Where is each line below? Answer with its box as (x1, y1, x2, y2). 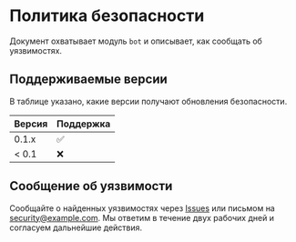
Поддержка (56, 117, 111, 130)
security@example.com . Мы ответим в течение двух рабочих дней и (9, 212, 275, 223)
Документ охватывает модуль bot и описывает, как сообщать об (9, 35, 262, 46)
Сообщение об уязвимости (9, 178, 173, 194)
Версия (14, 117, 48, 130)
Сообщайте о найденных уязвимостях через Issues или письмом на (9, 202, 275, 214)
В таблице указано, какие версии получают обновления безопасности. (9, 96, 288, 106)
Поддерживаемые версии (9, 72, 168, 87)
